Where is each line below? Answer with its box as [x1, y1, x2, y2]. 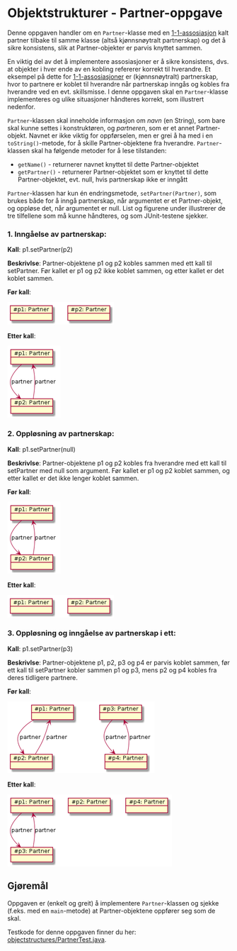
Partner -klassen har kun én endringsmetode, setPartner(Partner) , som [7, 189, 217, 197]
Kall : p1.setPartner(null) [7, 445, 76, 453]
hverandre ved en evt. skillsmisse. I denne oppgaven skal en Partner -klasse [7, 87, 229, 96]
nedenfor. [7, 102, 36, 111]
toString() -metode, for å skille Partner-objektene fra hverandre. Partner [7, 138, 219, 147]
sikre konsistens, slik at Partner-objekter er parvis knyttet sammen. [7, 43, 203, 52]
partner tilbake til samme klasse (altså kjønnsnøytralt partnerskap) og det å [7, 35, 226, 44]
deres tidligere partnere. [7, 673, 78, 682]
